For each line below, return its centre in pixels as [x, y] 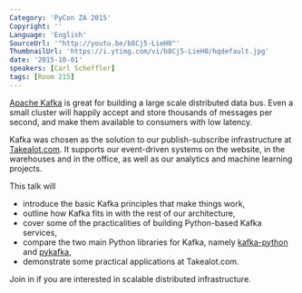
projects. [26, 168]
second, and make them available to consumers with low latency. [131, 122]
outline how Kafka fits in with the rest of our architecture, [129, 213]
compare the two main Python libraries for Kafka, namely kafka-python [155, 242]
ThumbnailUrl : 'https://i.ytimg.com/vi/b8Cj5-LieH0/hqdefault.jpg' [140, 52]
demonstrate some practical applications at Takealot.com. [131, 261]
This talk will [33, 186]
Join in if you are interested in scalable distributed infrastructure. [130, 278]
